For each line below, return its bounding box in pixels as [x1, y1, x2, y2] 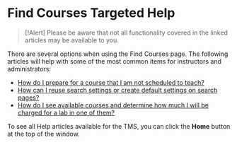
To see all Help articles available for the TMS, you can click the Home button [7, 122, 231, 130]
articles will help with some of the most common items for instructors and [7, 57, 221, 65]
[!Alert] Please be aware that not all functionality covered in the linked [24, 28, 229, 37]
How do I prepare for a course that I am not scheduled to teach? [17, 78, 205, 86]
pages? [17, 93, 40, 102]
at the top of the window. [7, 129, 80, 138]
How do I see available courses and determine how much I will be [17, 100, 209, 109]
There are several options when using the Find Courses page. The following [7, 50, 229, 58]
